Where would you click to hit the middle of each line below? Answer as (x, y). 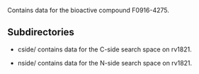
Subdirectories (41, 32)
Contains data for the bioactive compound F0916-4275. (89, 10)
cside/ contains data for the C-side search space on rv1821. (105, 49)
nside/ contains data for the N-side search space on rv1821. (105, 63)
